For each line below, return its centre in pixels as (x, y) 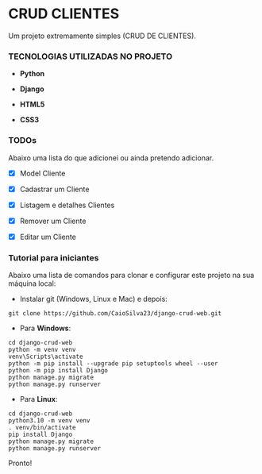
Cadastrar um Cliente (54, 189)
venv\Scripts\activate (46, 357)
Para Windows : (45, 328)
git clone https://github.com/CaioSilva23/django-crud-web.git (115, 314)
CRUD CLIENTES (64, 14)
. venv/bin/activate (42, 428)
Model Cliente (42, 173)
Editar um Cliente (48, 237)
